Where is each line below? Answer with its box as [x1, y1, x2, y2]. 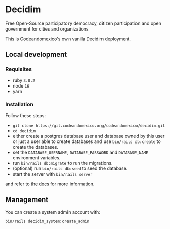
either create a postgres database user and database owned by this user [12, 133, 165, 139]
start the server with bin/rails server [12, 170, 93, 177]
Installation [5, 101, 34, 108]
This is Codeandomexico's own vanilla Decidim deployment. [5, 36, 131, 42]
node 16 [12, 82, 29, 89]
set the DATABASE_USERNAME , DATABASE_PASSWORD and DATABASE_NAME [12, 149, 148, 155]
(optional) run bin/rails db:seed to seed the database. [12, 165, 128, 171]
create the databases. [12, 144, 58, 150]
